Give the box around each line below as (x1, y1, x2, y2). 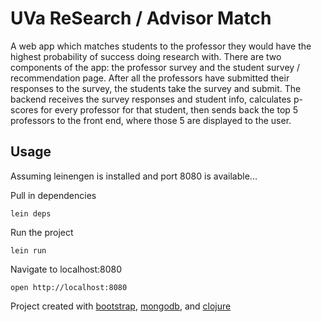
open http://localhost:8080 (10, 282, 128, 292)
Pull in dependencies (10, 189, 97, 201)
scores (10, 103, 39, 116)
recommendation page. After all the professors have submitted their (10, 72, 290, 84)
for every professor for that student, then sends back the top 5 (40, 103, 299, 116)
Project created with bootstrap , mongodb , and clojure (10, 300, 232, 312)
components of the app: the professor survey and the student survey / (10, 61, 301, 73)
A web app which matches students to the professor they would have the (10, 40, 312, 52)
